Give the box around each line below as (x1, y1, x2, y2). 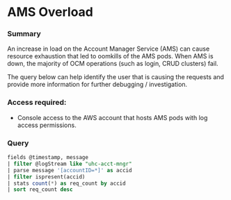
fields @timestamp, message (7, 154, 89, 161)
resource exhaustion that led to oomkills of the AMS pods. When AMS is (7, 52, 214, 60)
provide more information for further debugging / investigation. (7, 81, 188, 89)
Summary (7, 29, 42, 39)
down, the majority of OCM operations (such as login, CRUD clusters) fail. (7, 60, 218, 68)
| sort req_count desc (7, 186, 73, 193)
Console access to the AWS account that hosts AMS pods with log (17, 113, 208, 122)
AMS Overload (7, 4, 94, 20)
